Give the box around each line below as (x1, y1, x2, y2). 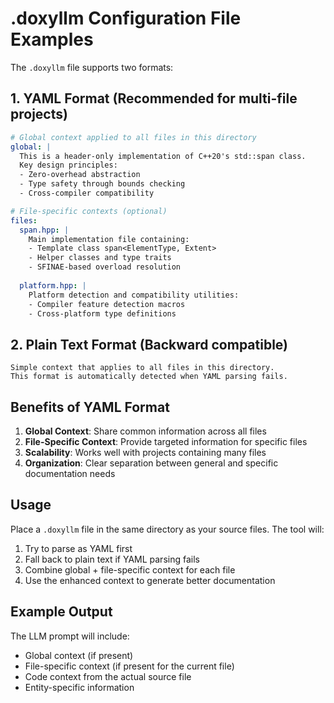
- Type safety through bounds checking (19, 179, 186, 189)
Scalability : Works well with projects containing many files (24, 447, 267, 458)
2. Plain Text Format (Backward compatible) (10, 336, 289, 353)
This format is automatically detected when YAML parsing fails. (10, 372, 288, 382)
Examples (10, 28, 94, 51)
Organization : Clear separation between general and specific (24, 457, 279, 469)
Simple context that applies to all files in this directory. (10, 363, 275, 373)
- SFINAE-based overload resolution (28, 262, 182, 272)
